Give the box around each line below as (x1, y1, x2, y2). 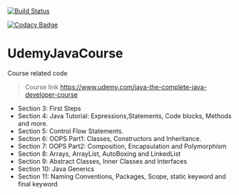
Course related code (7, 68, 68, 78)
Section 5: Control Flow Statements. (17, 127, 123, 135)
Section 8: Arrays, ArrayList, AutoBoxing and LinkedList (17, 149, 181, 158)
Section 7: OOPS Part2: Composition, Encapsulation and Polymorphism (17, 142, 227, 150)
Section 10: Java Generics (17, 164, 95, 173)
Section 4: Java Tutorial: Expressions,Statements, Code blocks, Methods (17, 111, 232, 120)
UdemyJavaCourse (7, 46, 123, 62)
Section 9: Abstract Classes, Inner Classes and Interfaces (17, 157, 188, 165)
